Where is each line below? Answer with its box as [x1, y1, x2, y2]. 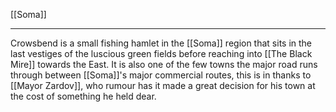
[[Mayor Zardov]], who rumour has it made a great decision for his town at [10, 80, 316, 91]
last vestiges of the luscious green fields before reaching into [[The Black [10, 48, 313, 59]
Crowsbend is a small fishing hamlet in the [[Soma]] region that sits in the [10, 37, 313, 49]
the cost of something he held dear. [10, 90, 157, 102]
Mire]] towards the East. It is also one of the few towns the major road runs [10, 59, 318, 70]
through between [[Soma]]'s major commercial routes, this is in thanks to [10, 69, 312, 81]
